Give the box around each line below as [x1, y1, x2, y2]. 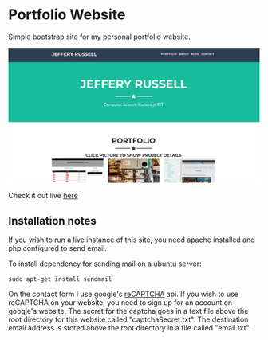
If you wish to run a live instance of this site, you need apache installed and [8, 235, 255, 244]
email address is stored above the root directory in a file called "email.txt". [8, 322, 251, 332]
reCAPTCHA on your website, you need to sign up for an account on [8, 297, 233, 307]
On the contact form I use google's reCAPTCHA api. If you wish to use [8, 289, 239, 299]
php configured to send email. [8, 243, 108, 252]
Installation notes [8, 213, 97, 228]
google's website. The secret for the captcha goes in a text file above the [8, 306, 249, 315]
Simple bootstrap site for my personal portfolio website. [8, 32, 191, 41]
